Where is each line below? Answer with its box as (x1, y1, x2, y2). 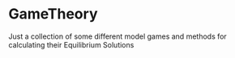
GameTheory (8, 5, 98, 23)
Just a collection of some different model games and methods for (8, 31, 227, 41)
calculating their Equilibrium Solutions (8, 39, 135, 49)
